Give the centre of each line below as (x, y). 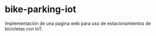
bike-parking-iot (41, 9)
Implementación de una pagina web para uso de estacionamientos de (78, 23)
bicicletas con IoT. (24, 28)
